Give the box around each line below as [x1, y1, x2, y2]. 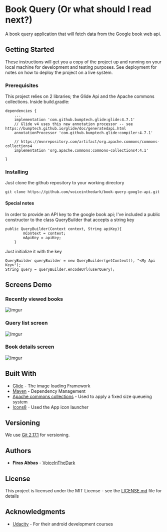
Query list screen [5, 320, 48, 327]
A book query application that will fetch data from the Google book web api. [5, 31, 161, 37]
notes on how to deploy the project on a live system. [5, 69, 113, 75]
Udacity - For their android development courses [12, 521, 113, 527]
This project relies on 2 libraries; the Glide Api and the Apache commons [5, 93, 155, 99]
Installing [5, 168, 28, 175]
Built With [5, 369, 36, 378]
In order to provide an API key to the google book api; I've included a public [5, 211, 160, 217]
